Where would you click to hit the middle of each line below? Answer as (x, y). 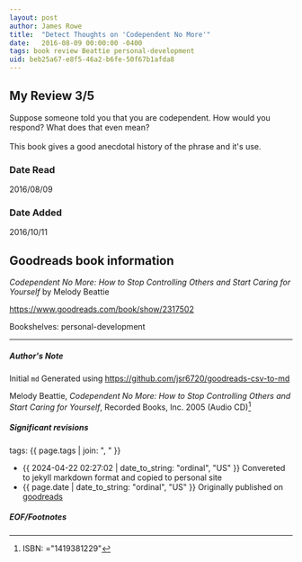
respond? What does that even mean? (80, 127)
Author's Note (36, 356)
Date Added (36, 213)
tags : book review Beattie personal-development (102, 51)
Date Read (32, 169)
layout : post (34, 18)
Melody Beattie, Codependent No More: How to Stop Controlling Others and (150, 396)
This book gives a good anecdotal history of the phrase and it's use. (135, 146)
